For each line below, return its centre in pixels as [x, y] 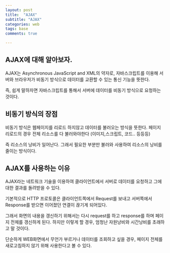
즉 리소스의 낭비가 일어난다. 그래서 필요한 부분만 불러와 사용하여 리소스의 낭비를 [84, 144]
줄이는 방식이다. [21, 151]
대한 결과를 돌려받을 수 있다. [33, 188]
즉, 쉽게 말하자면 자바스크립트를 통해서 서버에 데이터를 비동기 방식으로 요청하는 [83, 90]
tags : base [17, 29]
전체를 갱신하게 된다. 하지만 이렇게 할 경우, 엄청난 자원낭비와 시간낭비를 [81, 222]
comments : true [21, 34]
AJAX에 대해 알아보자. [39, 60]
